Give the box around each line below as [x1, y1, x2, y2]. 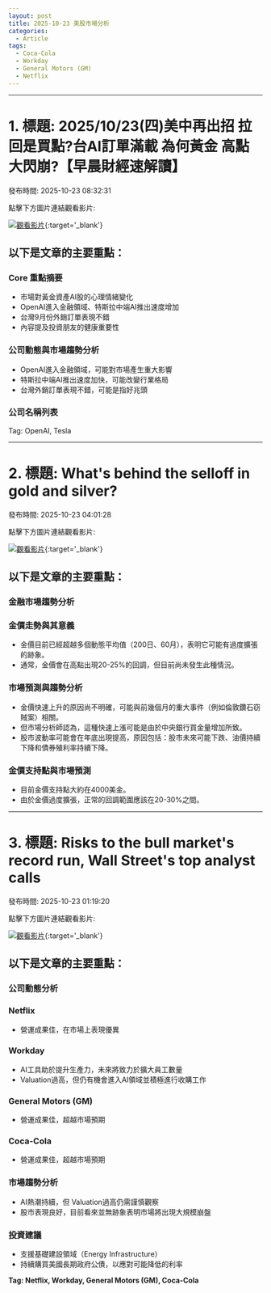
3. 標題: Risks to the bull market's [8, 834, 235, 852]
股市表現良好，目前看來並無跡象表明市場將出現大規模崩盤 [19, 1206, 211, 1217]
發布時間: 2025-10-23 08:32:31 [8, 185, 111, 195]
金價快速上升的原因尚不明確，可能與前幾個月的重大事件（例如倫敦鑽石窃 [19, 702, 261, 712]
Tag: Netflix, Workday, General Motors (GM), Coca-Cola [8, 1275, 199, 1286]
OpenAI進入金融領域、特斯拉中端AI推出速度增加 [19, 302, 180, 312]
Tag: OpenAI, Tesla [8, 425, 72, 435]
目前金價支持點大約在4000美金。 [19, 784, 131, 794]
